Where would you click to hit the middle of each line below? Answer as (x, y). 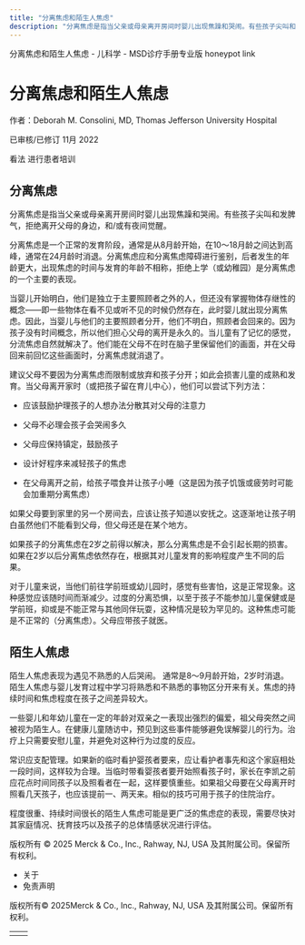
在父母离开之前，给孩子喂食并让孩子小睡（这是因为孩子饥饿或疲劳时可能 (157, 483)
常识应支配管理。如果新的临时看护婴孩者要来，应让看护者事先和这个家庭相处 (152, 760)
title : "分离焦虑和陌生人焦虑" (62, 18)
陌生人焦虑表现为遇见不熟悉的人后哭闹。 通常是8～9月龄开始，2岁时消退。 (149, 676)
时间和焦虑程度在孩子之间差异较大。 (84, 698)
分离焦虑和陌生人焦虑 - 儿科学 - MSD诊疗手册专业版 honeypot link (133, 53)
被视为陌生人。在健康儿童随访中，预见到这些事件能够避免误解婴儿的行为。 (148, 729)
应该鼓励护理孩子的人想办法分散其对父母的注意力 (114, 405)
